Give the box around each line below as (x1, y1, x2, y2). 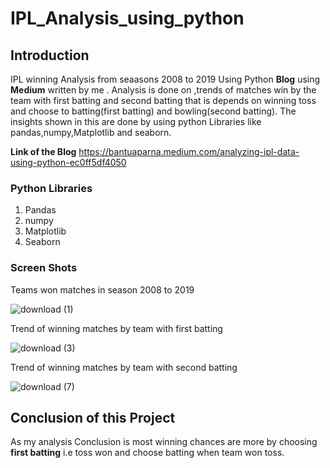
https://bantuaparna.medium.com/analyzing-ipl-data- (78, 146, 300, 157)
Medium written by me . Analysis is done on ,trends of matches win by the (10, 84, 317, 96)
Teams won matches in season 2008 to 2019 (10, 283, 195, 296)
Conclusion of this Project (10, 409, 176, 426)
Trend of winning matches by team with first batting (10, 322, 223, 334)
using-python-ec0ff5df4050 (10, 157, 127, 168)
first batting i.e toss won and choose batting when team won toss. (10, 447, 285, 459)
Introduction (10, 47, 90, 64)
